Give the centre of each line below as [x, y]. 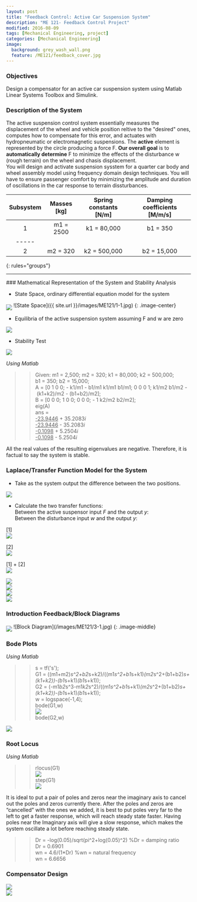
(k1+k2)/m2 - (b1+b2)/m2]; [69, 394]
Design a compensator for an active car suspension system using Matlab [94, 88]
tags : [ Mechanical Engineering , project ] [57, 34]
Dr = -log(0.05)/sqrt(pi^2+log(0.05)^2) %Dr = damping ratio [107, 840]
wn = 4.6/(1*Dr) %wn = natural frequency [86, 853]
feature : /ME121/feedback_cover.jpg [56, 55]
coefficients [160, 208]
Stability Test [30, 341]
